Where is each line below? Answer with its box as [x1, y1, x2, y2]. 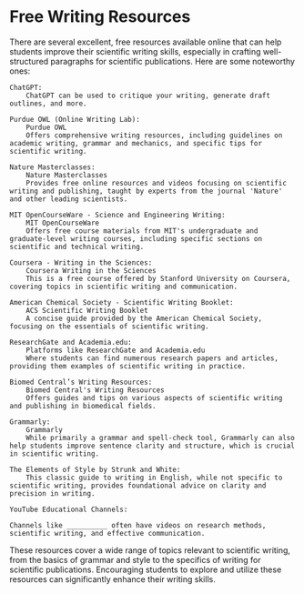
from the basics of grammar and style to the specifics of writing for [9, 554, 261, 565]
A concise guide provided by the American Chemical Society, [25, 314, 262, 323]
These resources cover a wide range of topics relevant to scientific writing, [9, 544, 291, 556]
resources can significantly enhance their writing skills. [9, 573, 216, 584]
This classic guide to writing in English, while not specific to [25, 473, 283, 482]
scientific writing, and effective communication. [9, 529, 206, 538]
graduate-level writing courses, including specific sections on [9, 234, 262, 243]
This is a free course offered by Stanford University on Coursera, [25, 274, 291, 283]
